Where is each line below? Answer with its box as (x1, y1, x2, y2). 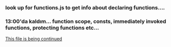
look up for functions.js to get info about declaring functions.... (5, 4, 165, 11)
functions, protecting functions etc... (5, 24, 100, 31)
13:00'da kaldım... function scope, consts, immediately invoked (5, 17, 166, 25)
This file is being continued (5, 36, 62, 42)
